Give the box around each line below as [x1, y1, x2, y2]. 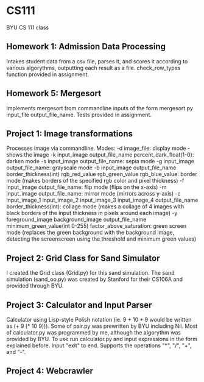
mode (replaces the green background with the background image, [6, 229, 175, 236]
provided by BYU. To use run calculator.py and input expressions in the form [6, 336, 198, 342]
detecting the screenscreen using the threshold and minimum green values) [6, 235, 197, 242]
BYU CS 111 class [6, 24, 49, 31]
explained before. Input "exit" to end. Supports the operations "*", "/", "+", [6, 342, 192, 349]
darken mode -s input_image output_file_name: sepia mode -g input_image [6, 158, 195, 165]
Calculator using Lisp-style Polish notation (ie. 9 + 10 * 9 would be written [6, 316, 192, 323]
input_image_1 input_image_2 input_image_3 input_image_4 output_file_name [6, 196, 199, 204]
